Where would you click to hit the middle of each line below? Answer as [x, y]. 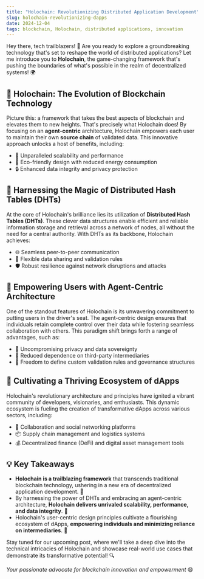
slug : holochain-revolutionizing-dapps [57, 18]
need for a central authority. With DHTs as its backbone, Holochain [90, 234]
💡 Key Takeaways [40, 464]
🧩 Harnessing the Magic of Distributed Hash [91, 190]
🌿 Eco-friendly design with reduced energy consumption [86, 162]
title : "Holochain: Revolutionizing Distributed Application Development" [103, 12]
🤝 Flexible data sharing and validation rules [69, 258]
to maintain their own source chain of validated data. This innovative [92, 137]
